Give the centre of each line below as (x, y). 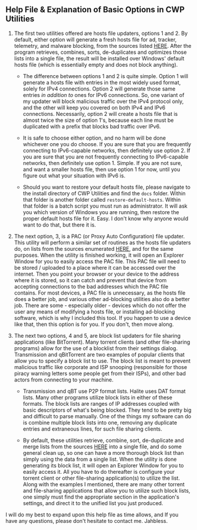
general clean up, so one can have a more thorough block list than (103, 453)
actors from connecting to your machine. (64, 379)
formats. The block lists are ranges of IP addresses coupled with (101, 403)
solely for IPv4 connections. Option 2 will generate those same (99, 89)
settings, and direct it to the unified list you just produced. (93, 503)
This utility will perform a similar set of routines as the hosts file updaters (102, 243)
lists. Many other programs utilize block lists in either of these (97, 397)
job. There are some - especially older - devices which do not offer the (100, 305)
